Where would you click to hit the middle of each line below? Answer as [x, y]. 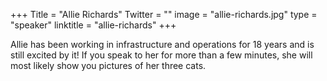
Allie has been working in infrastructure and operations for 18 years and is [162, 44]
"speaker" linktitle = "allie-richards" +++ [93, 25]
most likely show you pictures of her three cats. [108, 65]
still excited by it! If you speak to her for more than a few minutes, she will [161, 55]
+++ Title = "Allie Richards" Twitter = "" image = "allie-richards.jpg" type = [164, 14]
